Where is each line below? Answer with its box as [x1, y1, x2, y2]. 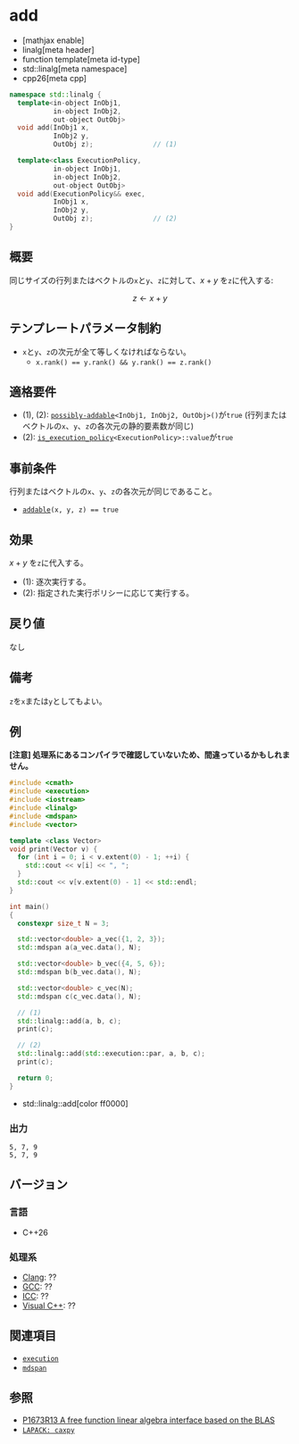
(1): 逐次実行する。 [21, 577, 91, 587]
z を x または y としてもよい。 [9, 696, 107, 706]
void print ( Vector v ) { [9, 845, 98, 854]
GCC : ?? [21, 1281, 53, 1291]
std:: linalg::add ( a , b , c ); [17, 1016, 122, 1025]
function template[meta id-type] [21, 54, 141, 64]
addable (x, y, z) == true [21, 505, 119, 514]
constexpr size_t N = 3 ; [17, 919, 110, 928]
